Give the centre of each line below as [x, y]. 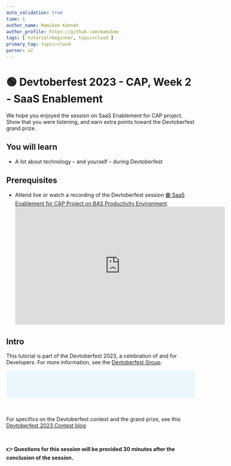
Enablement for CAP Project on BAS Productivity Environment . [92, 204]
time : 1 [16, 19]
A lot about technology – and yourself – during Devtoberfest [89, 161]
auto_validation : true [34, 13]
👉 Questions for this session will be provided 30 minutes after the [91, 449]
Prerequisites [32, 181]
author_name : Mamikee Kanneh [42, 25]
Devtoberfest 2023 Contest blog [46, 425]
